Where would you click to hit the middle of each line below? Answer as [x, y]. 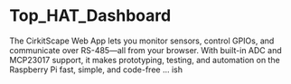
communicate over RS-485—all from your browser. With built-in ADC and [145, 50]
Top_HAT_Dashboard [90, 16]
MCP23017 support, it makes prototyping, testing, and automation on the [145, 60]
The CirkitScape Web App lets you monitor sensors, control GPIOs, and [142, 41]
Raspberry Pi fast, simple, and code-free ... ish [96, 70]
